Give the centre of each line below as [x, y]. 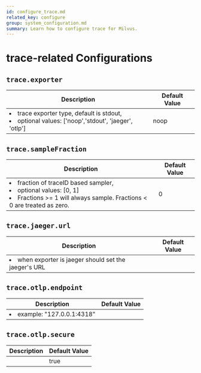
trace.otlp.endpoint [45, 288]
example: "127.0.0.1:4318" [57, 314]
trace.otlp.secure [40, 335]
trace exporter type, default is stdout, [70, 114]
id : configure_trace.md [36, 12]
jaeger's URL [28, 267]
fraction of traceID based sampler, [66, 183]
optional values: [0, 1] [48, 190]
